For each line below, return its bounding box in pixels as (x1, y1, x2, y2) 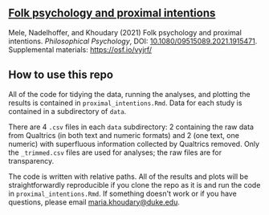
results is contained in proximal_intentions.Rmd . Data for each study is (8, 98, 243, 107)
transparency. (8, 156, 55, 165)
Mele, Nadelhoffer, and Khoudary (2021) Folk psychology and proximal (8, 27, 243, 37)
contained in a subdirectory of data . (8, 106, 127, 116)
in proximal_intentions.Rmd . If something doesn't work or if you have (8, 189, 237, 198)
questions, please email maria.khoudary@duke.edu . (8, 197, 181, 207)
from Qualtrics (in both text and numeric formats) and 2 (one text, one (8, 130, 239, 140)
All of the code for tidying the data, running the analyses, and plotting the (8, 89, 251, 99)
